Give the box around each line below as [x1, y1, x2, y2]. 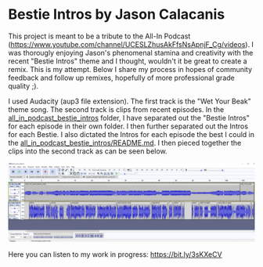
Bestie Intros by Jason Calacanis [8, 5, 225, 23]
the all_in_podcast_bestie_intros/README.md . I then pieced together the [8, 138, 242, 147]
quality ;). [8, 81, 39, 91]
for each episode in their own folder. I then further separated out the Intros [8, 121, 249, 131]
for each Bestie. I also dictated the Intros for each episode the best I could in [8, 129, 255, 139]
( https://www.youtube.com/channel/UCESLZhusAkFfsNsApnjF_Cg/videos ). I [8, 39, 254, 49]
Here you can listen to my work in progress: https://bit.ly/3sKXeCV [8, 249, 222, 259]
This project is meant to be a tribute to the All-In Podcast [8, 31, 191, 41]
